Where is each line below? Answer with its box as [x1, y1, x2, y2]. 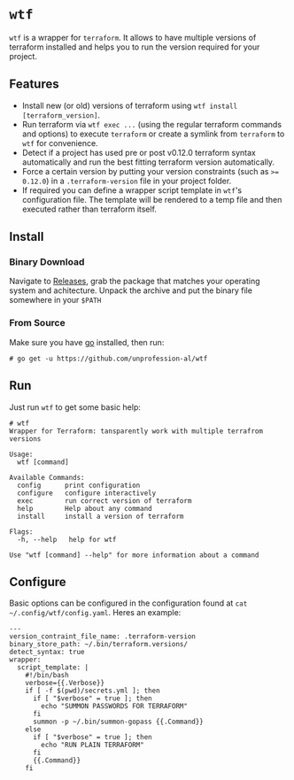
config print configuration [17, 481, 141, 490]
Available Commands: [9, 473, 86, 482]
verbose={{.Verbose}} [25, 679, 104, 688]
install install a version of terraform [17, 512, 184, 521]
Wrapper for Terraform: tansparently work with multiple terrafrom [9, 427, 264, 436]
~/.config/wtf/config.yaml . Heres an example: [9, 607, 182, 618]
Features [9, 77, 59, 92]
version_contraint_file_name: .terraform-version [9, 632, 197, 641]
